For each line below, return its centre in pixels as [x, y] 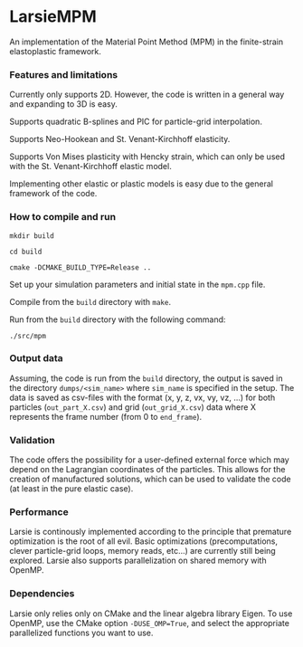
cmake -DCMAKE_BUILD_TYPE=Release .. [80, 267]
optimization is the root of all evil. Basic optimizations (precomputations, [144, 541]
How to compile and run [62, 217]
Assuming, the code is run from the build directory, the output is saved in [146, 378]
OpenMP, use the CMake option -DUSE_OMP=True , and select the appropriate [149, 623]
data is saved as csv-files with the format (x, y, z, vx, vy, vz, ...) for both [142, 397]
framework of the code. [53, 194]
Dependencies [42, 594]
